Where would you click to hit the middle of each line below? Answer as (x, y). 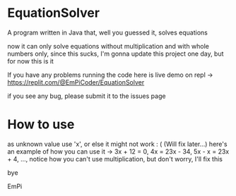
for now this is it (31, 61)
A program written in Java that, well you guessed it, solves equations (108, 32)
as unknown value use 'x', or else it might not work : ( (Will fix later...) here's (117, 144)
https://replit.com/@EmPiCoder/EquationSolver (76, 82)
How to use (41, 124)
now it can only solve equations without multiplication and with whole (108, 46)
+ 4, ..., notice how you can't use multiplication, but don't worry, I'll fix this (115, 159)
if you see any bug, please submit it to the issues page (87, 96)
